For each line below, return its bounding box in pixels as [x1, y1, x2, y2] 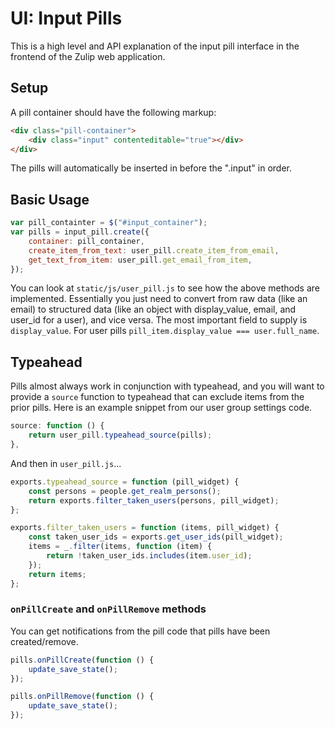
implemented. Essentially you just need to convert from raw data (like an [10, 293, 308, 305]
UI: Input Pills [10, 7, 123, 30]
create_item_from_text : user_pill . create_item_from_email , [28, 245, 280, 256]
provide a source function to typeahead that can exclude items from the [10, 391, 305, 403]
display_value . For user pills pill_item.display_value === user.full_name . [10, 325, 320, 337]
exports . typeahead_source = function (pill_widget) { [10, 477, 240, 487]
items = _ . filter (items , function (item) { [28, 542, 213, 552]
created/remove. [10, 635, 79, 647]
